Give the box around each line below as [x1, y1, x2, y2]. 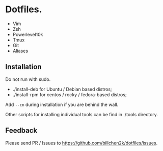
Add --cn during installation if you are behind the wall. [5, 101, 119, 107]
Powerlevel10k [12, 31, 43, 37]
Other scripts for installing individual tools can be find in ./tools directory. [5, 111, 158, 117]
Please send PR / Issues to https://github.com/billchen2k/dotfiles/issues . [5, 140, 158, 146]
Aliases [12, 48, 29, 54]
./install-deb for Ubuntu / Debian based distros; [12, 86, 112, 92]
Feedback [5, 126, 38, 135]
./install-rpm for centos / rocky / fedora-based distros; [12, 91, 127, 98]
